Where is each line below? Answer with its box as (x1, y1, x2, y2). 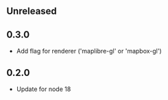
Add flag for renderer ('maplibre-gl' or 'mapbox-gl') (16, 47, 162, 55)
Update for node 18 (16, 85, 71, 93)
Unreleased (6, 5, 58, 17)
